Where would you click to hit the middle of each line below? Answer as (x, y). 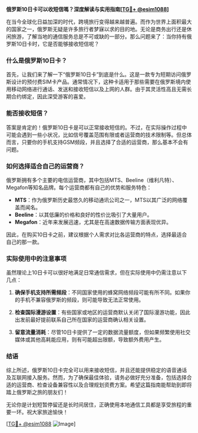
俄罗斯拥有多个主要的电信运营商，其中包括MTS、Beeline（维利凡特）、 (92, 180)
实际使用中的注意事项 (36, 259)
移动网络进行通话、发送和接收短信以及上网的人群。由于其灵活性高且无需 (99, 89)
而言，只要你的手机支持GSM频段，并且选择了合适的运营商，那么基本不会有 (97, 142)
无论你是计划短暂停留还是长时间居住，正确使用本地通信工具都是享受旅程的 (96, 405)
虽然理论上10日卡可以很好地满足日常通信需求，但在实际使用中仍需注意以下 (97, 273)
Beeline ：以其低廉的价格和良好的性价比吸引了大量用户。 (83, 214)
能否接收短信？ (27, 113)
